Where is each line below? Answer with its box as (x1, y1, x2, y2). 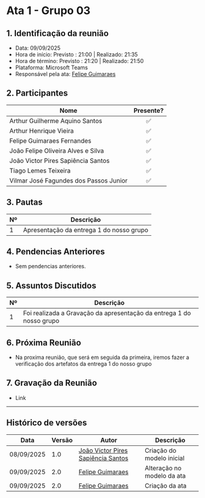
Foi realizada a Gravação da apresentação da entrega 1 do (23, 309, 191, 317)
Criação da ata (145, 481, 187, 490)
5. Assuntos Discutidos (6, 280, 96, 291)
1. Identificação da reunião (6, 28, 109, 39)
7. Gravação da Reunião (6, 378, 98, 388)
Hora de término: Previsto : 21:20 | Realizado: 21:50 (15, 58, 144, 64)
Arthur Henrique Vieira (9, 126, 74, 135)
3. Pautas (6, 197, 43, 208)
